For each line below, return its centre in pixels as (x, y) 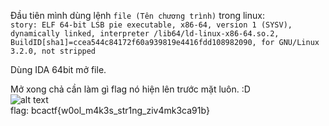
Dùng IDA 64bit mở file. (58, 69)
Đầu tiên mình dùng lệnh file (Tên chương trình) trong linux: (137, 15)
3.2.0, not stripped (53, 51)
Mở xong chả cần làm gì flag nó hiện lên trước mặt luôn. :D (130, 89)
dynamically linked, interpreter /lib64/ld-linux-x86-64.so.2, (145, 34)
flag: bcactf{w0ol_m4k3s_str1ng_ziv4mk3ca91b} (110, 110)
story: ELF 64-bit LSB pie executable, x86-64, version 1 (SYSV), (151, 25)
